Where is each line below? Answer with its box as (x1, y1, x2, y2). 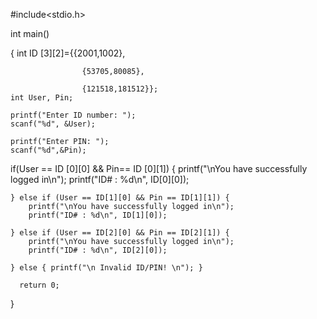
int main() (10, 28, 50, 39)
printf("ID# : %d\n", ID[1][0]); (28, 210, 168, 220)
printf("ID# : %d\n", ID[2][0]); (28, 245, 168, 255)
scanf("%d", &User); (10, 119, 97, 129)
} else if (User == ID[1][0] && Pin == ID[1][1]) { (10, 193, 230, 203)
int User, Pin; (10, 93, 74, 103)
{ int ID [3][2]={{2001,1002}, (10, 47, 126, 59)
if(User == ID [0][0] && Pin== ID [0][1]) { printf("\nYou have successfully (10, 163, 308, 174)
